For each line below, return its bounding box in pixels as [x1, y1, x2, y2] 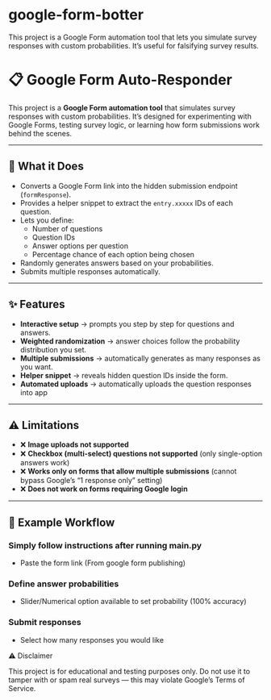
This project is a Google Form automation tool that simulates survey [8, 102, 236, 112]
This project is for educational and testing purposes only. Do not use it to [8, 666, 251, 676]
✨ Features [8, 298, 65, 311]
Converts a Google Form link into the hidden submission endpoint [19, 181, 238, 190]
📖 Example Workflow [8, 515, 115, 529]
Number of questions [31, 223, 103, 233]
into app [19, 387, 48, 397]
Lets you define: [19, 215, 74, 225]
